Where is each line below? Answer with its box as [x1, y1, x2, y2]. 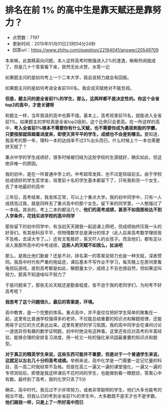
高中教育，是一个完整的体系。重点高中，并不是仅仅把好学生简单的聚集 [5, 309, 149, 315]
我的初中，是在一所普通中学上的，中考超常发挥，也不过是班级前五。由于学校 [5, 171, 162, 177]
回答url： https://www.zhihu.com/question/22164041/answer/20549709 [12, 47, 159, 53]
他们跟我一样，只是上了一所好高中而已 [5, 399, 83, 405]
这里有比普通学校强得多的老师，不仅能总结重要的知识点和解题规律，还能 [13, 315, 162, 322]
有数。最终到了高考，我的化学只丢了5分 [5, 376, 86, 382]
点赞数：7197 [12, 34, 40, 40]
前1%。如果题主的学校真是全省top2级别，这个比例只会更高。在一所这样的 [5, 118, 156, 125]
